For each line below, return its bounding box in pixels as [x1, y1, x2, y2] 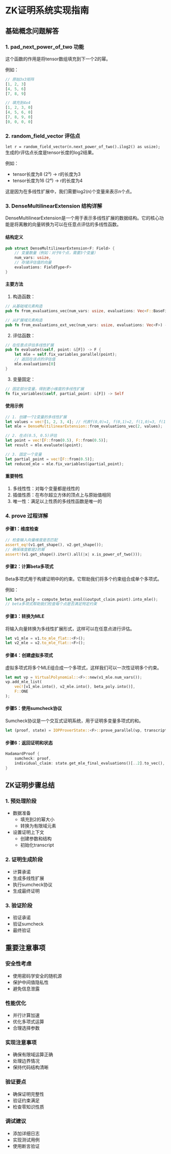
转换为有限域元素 [20, 823, 56, 829]
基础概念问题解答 [5, 27, 59, 35]
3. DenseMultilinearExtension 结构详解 [5, 202, 103, 210]
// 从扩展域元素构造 [5, 317, 43, 322]
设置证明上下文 [12, 829, 44, 836]
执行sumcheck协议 [12, 881, 52, 887]
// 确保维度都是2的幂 [5, 547, 45, 552]
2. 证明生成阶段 [5, 856, 43, 863]
